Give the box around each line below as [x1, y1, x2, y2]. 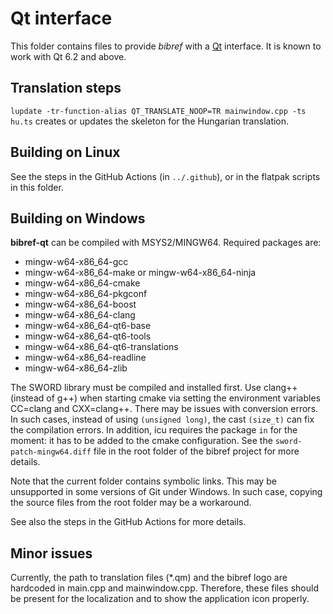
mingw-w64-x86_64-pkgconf [24, 288, 148, 300]
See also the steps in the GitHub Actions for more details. [10, 516, 247, 528]
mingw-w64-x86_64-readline [24, 352, 147, 364]
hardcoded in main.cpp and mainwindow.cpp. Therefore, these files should [10, 582, 320, 594]
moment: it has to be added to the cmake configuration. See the [10, 435, 273, 447]
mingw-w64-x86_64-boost [24, 298, 137, 311]
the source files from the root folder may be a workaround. [10, 497, 252, 509]
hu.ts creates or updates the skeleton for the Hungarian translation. [10, 115, 290, 127]
